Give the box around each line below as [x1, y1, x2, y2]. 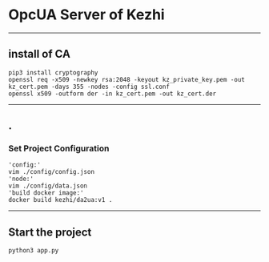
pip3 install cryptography [8, 68, 98, 77]
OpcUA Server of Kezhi [8, 6, 166, 24]
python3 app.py [8, 247, 59, 255]
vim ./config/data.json [8, 182, 88, 190]
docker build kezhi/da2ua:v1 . [8, 196, 113, 204]
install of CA [8, 47, 70, 61]
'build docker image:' [8, 189, 84, 197]
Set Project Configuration [8, 143, 110, 154]
